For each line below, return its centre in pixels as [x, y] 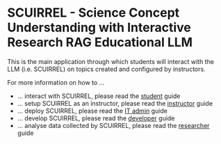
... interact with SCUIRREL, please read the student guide [99, 96]
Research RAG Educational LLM [100, 42]
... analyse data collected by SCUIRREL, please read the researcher [113, 125]
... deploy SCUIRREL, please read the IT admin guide [92, 111]
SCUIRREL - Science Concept [93, 13]
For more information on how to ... [56, 82]
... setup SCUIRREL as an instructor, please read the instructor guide [115, 103]
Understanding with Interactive [99, 27]
